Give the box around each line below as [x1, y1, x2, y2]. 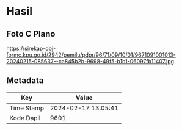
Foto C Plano [6, 29, 56, 39]
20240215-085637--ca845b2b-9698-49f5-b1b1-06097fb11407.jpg [6, 58, 175, 65]
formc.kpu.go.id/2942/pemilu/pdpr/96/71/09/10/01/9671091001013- [6, 51, 176, 59]
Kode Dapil [9, 114, 41, 122]
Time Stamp [9, 104, 45, 112]
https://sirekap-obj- [6, 45, 56, 52]
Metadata [6, 75, 44, 86]
